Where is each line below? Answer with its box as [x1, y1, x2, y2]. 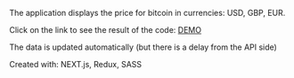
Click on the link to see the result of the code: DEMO [9, 25, 202, 35]
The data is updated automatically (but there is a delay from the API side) [9, 42, 278, 52]
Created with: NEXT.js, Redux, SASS [9, 59, 143, 69]
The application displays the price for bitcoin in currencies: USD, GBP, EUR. [9, 8, 286, 18]
